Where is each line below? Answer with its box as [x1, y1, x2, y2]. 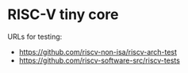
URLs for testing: [7, 32, 63, 41]
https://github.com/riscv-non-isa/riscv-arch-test [18, 47, 178, 56]
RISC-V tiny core [7, 6, 119, 24]
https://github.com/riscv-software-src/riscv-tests [18, 56, 180, 65]
